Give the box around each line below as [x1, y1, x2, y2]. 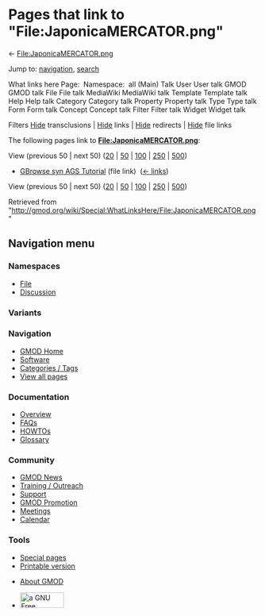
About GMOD [19, 576, 64, 586]
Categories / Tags [19, 363, 79, 372]
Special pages [19, 552, 67, 562]
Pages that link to [8, 6, 125, 24]
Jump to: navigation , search [8, 64, 99, 73]
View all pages [19, 372, 68, 381]
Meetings [19, 506, 51, 516]
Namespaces [8, 260, 61, 271]
